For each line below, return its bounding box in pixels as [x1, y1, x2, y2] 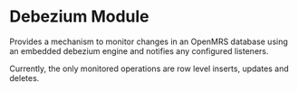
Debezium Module [9, 6, 149, 27]
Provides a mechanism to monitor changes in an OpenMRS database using [9, 36, 288, 47]
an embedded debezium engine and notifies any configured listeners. [9, 45, 269, 56]
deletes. [9, 72, 40, 83]
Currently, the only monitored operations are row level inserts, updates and [9, 63, 290, 74]
